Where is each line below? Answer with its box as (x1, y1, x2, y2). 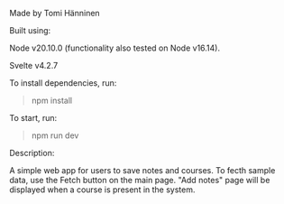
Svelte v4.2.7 (9, 60, 59, 70)
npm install (31, 95, 73, 106)
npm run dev (31, 130, 79, 141)
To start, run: (9, 113, 58, 123)
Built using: (9, 25, 51, 35)
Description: (9, 148, 55, 158)
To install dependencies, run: (9, 78, 117, 88)
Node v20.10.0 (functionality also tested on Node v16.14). (9, 42, 221, 53)
